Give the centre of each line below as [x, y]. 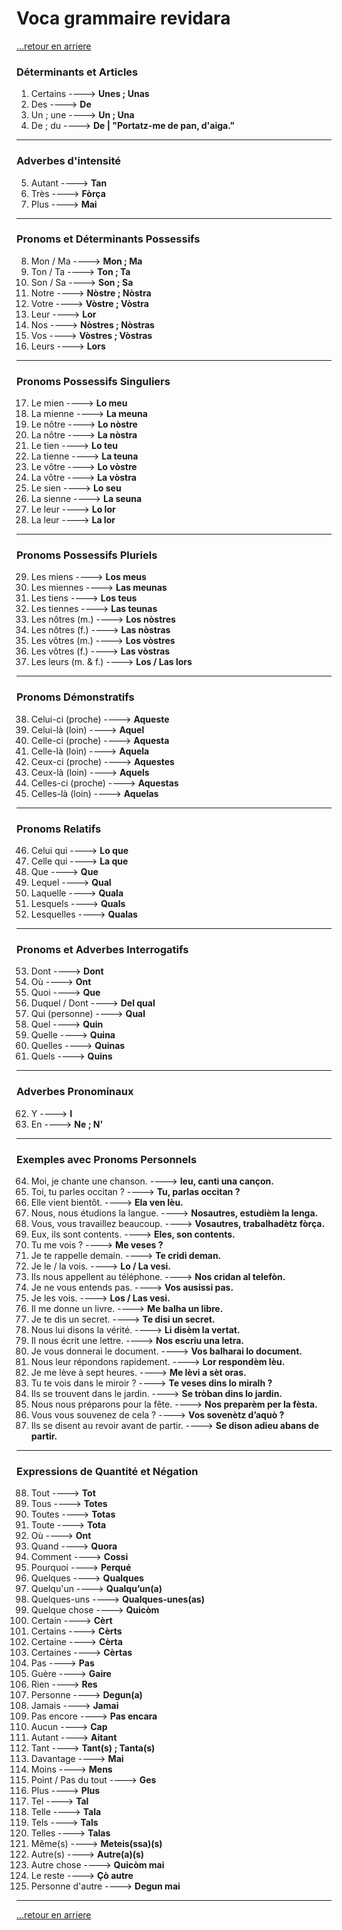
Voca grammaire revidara [123, 18]
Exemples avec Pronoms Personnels [107, 1159]
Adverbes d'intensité [68, 161]
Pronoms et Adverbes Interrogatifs [102, 949]
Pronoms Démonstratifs [75, 697]
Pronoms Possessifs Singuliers [93, 381]
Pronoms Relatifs [59, 829]
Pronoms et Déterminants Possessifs [108, 239]
